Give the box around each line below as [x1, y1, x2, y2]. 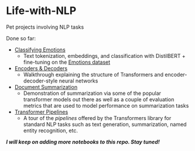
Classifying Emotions [14, 46, 66, 53]
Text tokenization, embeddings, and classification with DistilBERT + [23, 52, 186, 59]
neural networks [59, 77, 98, 84]
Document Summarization [14, 83, 78, 90]
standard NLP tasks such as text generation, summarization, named [23, 121, 187, 128]
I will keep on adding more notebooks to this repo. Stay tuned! [6, 138, 160, 145]
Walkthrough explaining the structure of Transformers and [23, 71, 164, 78]
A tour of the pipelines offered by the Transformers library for [23, 114, 172, 121]
